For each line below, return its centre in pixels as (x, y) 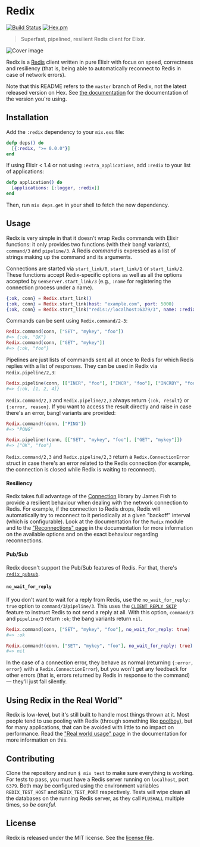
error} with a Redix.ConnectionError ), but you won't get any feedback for (97, 669)
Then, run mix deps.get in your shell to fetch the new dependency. (88, 205)
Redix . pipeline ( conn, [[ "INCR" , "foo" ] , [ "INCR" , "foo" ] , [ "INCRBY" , (94, 383)
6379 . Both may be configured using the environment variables (83, 785)
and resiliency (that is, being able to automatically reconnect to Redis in (94, 68)
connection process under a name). (50, 287)
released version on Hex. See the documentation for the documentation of (97, 92)
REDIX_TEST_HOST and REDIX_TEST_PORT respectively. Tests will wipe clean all (98, 792)
